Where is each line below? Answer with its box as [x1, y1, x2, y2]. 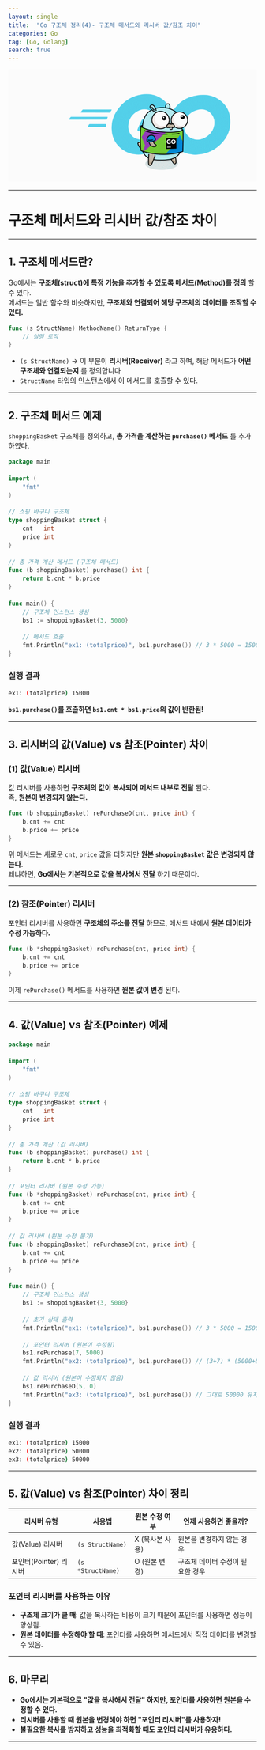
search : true [8, 46, 51, 55]
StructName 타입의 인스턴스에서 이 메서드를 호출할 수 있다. [19, 376, 199, 385]
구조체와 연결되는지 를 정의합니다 [19, 366, 121, 376]
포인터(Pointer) [11, 1557, 60, 1566]
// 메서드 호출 [22, 633, 64, 641]
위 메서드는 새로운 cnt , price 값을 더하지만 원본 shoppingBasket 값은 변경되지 [8, 850, 247, 859]
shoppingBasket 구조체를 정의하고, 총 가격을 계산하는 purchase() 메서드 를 [8, 431, 237, 441]
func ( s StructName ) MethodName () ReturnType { [8, 324, 168, 332]
